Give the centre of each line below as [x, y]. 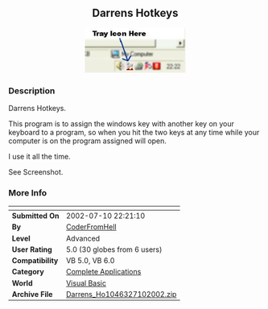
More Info [28, 193]
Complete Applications [103, 272]
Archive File [32, 294]
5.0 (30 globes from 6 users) [114, 249]
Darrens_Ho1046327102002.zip [121, 294]
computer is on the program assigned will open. [88, 141]
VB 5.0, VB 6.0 [90, 261]
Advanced [83, 238]
